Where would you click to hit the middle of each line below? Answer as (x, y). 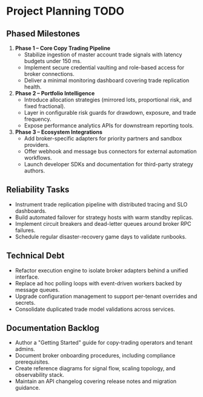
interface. (27, 277)
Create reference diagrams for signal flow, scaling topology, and (95, 368)
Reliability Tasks (38, 190)
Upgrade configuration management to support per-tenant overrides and (106, 296)
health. (33, 87)
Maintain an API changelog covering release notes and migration (96, 381)
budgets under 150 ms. (53, 61)
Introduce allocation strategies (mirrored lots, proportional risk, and (108, 100)
